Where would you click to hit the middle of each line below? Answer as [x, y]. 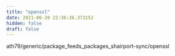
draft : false [23, 29]
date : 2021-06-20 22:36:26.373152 [50, 18]
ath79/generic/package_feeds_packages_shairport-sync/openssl [88, 46]
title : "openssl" [28, 12]
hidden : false [24, 23]
